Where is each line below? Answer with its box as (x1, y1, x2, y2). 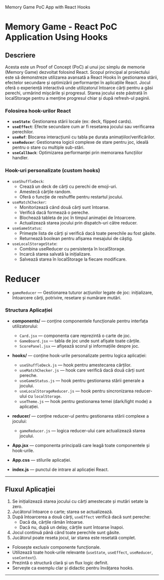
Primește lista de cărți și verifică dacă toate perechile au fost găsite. (19, 230, 156, 236)
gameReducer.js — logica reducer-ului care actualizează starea (19, 427, 145, 433)
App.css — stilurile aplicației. (12, 457, 72, 463)
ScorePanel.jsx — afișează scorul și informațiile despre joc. (19, 343, 140, 349)
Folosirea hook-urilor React (5, 107, 71, 114)
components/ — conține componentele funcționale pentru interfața (12, 318, 148, 324)
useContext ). (12, 555, 38, 560)
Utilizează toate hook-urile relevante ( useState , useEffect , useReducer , (12, 549, 153, 555)
